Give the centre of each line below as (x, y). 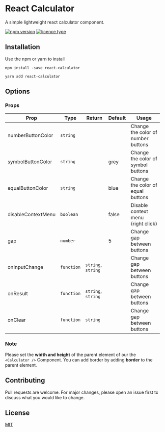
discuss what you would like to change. (45, 397)
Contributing (25, 381)
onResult (18, 294)
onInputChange (26, 267)
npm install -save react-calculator (42, 68)
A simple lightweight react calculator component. (55, 22)
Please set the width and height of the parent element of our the (70, 355)
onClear (17, 320)
